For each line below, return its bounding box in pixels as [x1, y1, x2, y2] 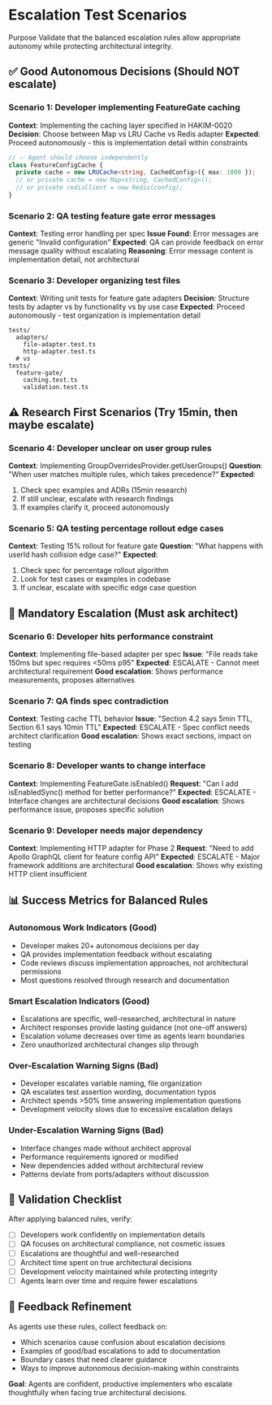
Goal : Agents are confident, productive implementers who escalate [8, 1379, 233, 1389]
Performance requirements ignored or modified [19, 1151, 179, 1161]
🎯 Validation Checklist [8, 1193, 123, 1206]
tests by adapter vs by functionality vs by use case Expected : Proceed [8, 302, 245, 312]
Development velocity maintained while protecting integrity [19, 1266, 218, 1277]
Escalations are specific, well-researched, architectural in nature [19, 1014, 236, 1024]
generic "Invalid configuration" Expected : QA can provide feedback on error [8, 237, 264, 247]
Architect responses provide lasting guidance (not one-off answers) [19, 1022, 248, 1033]
